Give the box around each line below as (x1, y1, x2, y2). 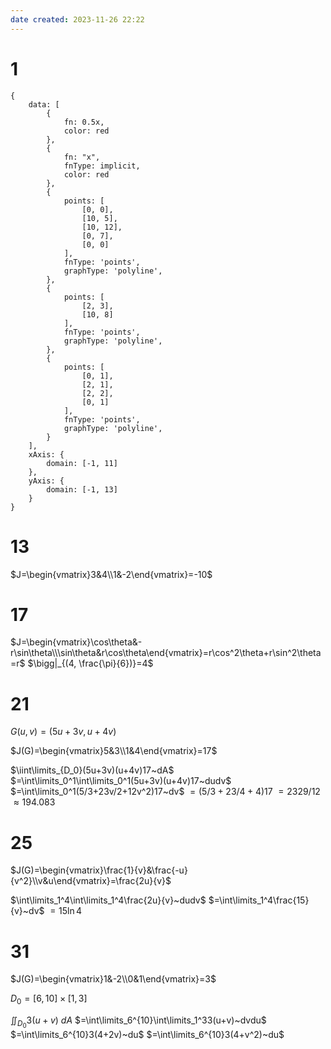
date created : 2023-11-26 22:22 (10, 14, 145, 25)
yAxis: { (28, 476, 65, 486)
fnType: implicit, (63, 161, 141, 171)
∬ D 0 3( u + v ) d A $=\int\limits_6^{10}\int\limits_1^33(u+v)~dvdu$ (10, 1014, 267, 1030)
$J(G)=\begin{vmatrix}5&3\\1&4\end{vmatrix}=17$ (10, 745, 218, 757)
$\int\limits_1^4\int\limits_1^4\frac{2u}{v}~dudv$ (10, 894, 207, 906)
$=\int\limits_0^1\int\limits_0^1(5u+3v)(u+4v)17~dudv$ (10, 775, 232, 787)
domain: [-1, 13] (46, 484, 118, 495)
